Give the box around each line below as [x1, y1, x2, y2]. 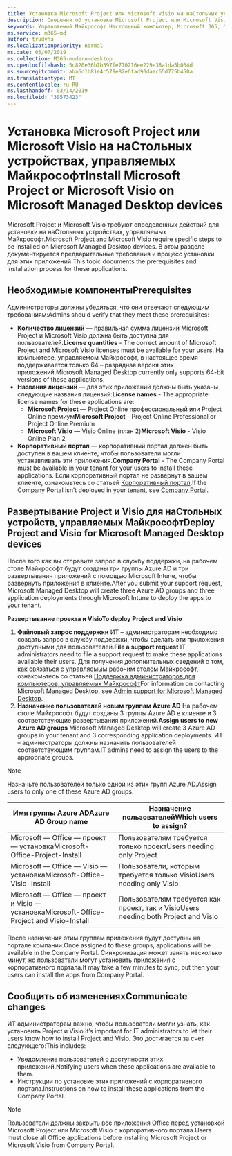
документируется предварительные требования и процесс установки [7, 249, 215, 258]
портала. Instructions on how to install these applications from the [17, 1085, 205, 1093]
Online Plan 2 [27, 434, 66, 442]
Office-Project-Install [10, 850, 81, 859]
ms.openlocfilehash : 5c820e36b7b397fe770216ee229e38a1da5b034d [7, 62, 193, 69]
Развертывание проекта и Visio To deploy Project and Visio [7, 614, 182, 622]
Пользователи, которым [118, 861, 200, 870]
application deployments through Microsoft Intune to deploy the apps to [7, 593, 212, 602]
